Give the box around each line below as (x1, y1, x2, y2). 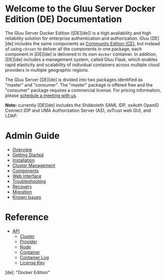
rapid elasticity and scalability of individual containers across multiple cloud (5, 62, 160, 68)
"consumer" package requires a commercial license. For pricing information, (5, 87, 161, 93)
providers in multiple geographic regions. (5, 67, 89, 73)
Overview (12, 146, 32, 152)
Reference (5, 212, 49, 223)
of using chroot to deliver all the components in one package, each (5, 46, 142, 52)
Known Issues (12, 194, 41, 200)
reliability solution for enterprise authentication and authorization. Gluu (5, 35, 150, 41)
